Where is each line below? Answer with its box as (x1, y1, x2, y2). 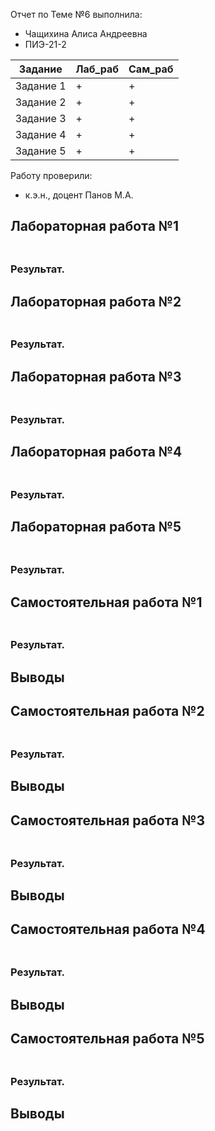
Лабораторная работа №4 (10, 444, 183, 461)
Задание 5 (15, 144, 67, 158)
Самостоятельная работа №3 (10, 812, 205, 829)
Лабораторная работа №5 (10, 519, 182, 536)
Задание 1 (15, 79, 67, 93)
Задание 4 (15, 128, 67, 141)
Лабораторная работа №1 (10, 218, 180, 235)
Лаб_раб (75, 62, 120, 76)
